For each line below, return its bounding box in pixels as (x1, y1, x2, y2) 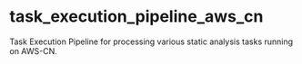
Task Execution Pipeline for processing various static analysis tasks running (9, 36, 294, 47)
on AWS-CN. (9, 45, 57, 56)
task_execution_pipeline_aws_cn (9, 6, 264, 27)
